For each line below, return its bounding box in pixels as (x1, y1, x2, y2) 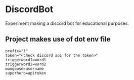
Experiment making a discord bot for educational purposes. (5, 20, 129, 26)
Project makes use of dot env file (5, 35, 111, 44)
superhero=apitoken (5, 70, 47, 75)
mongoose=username (5, 66, 44, 71)
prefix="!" (5, 48, 28, 54)
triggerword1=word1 (5, 57, 47, 62)
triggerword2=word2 (5, 62, 47, 67)
